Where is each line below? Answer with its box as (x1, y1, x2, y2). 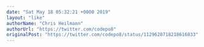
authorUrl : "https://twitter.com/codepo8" (6, 26, 116, 32)
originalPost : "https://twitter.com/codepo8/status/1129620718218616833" (6, 32, 199, 38)
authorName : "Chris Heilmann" (6, 20, 84, 26)
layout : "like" (6, 15, 45, 21)
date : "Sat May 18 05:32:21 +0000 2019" (6, 9, 111, 15)
